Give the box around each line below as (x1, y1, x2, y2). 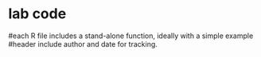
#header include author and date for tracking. (8, 39, 158, 48)
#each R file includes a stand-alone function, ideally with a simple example (8, 31, 254, 40)
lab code (8, 5, 67, 23)
